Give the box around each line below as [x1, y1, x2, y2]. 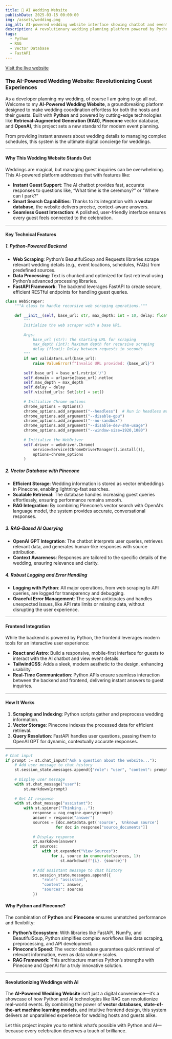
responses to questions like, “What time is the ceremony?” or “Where [12, 187, 159, 193]
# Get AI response [14, 796, 54, 801]
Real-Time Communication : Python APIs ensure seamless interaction [12, 672, 160, 678]
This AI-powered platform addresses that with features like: [5, 172, 131, 178]
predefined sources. [12, 267, 56, 273]
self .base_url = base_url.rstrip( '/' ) [24, 370, 106, 375]
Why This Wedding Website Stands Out [5, 155, 91, 161]
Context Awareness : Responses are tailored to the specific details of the [12, 554, 167, 561]
